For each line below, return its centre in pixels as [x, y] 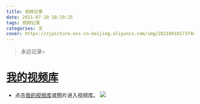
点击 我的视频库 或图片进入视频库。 [57, 95]
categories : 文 [24, 28]
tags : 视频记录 [23, 23]
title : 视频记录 [24, 12]
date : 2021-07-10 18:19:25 [40, 17]
